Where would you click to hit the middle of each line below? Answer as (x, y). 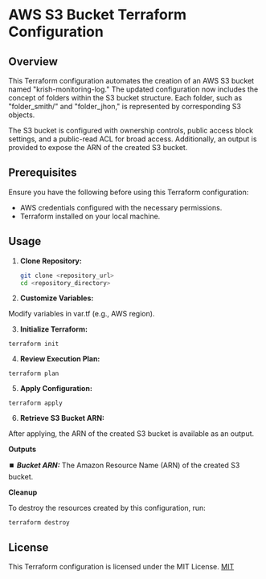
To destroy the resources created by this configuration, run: (107, 508)
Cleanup (23, 492)
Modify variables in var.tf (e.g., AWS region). (82, 314)
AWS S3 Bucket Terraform (98, 15)
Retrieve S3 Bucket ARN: (62, 418)
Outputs (23, 449)
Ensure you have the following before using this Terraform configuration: (129, 192)
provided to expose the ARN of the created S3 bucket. (98, 147)
